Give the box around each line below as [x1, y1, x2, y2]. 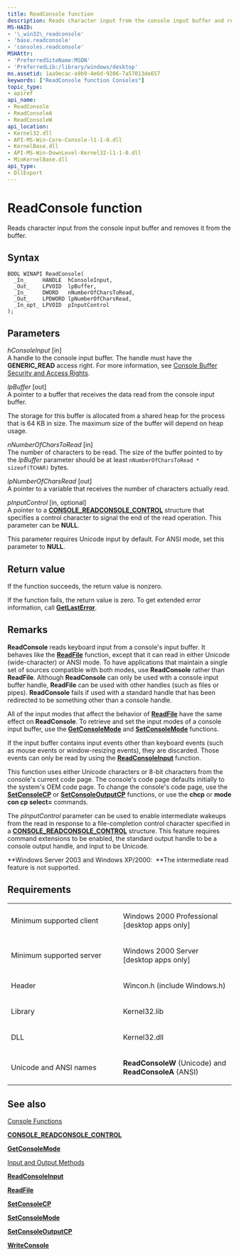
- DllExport [7, 169, 43, 177]
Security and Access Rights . [7, 369, 90, 377]
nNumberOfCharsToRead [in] [7, 441, 94, 449]
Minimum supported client [11, 916, 99, 926]
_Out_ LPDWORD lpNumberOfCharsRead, [14, 295, 132, 303]
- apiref [7, 90, 33, 97]
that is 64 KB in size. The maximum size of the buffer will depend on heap [7, 419, 224, 428]
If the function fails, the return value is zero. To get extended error [7, 596, 201, 604]
